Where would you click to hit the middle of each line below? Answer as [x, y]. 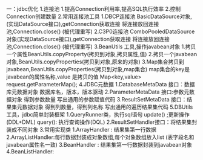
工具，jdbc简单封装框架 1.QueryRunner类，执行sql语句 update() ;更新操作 [98, 114]
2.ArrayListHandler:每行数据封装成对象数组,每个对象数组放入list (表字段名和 [100, 137]
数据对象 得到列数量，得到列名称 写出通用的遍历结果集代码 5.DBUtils [108, 107]
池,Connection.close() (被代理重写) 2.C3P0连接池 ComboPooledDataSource [101, 31]
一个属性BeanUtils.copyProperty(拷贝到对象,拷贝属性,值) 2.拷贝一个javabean [102, 54]
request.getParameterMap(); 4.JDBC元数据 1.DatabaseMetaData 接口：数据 [101, 84]
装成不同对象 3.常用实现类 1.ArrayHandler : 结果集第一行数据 [81, 130]
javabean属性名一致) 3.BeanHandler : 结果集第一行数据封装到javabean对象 [99, 145]
